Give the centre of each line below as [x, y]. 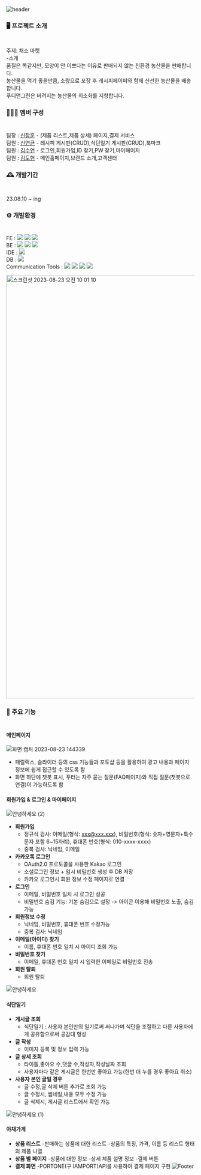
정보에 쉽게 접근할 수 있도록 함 [50, 770]
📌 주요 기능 [21, 712]
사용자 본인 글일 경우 [39, 1079]
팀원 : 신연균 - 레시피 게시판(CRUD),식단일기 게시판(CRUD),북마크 [83, 143]
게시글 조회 [28, 1019]
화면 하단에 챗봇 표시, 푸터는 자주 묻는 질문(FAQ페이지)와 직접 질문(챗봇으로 [102, 777]
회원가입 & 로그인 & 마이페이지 [41, 799]
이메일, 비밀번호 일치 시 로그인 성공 [65, 894]
